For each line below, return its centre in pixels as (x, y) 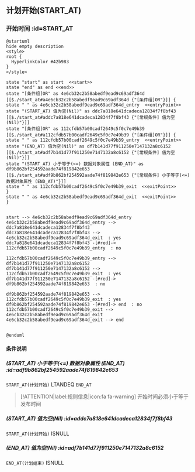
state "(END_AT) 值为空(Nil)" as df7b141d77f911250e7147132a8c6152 (88, 146)
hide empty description (35, 46)
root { (14, 57)
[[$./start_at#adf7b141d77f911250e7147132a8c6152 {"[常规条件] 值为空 (90, 152)
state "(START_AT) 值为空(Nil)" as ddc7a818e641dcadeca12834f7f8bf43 (91, 111)
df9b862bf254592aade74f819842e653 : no (56, 284)
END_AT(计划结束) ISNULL (35, 463)
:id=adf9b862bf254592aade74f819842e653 (62, 370)
